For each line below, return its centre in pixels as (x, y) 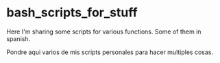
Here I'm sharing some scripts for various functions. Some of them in (104, 32)
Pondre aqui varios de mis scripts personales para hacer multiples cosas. (110, 52)
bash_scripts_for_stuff (72, 13)
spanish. (19, 38)
